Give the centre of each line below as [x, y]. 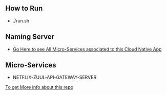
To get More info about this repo [39, 87]
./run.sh [21, 20]
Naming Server [30, 37]
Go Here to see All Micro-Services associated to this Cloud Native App [87, 49]
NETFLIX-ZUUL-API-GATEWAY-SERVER [55, 77]
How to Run [24, 8]
